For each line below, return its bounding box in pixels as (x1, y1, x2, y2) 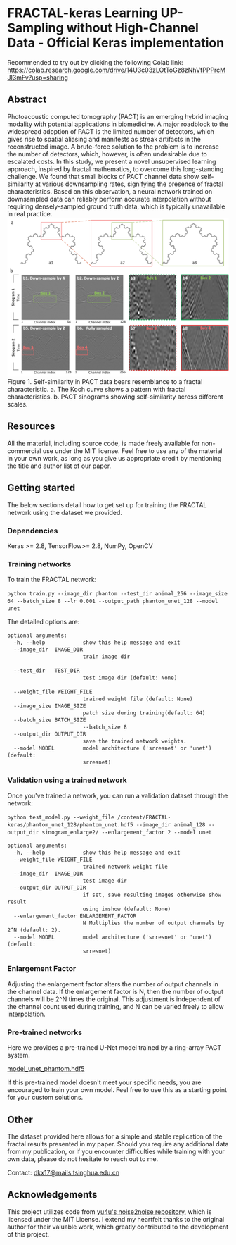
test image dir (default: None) (82, 674, 178, 681)
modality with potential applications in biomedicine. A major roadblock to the (7, 120, 229, 128)
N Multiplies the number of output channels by (82, 919, 225, 927)
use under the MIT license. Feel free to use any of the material (42, 446, 223, 455)
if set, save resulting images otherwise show (82, 891, 221, 898)
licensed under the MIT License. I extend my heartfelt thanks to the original (7, 1215, 225, 1223)
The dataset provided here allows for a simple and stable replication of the (7, 1132, 223, 1141)
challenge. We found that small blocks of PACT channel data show (7, 172, 199, 180)
